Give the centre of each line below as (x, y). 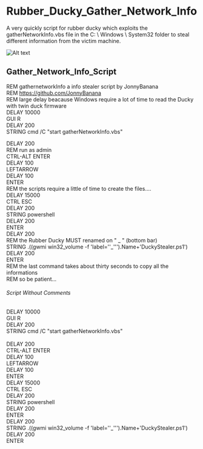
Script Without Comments (38, 293)
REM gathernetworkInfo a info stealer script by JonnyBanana (82, 86)
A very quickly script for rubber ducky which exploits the (77, 28)
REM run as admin (29, 149)
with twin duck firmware (36, 106)
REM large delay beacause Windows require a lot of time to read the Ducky (100, 99)
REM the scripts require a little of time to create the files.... (79, 188)
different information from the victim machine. (64, 41)
